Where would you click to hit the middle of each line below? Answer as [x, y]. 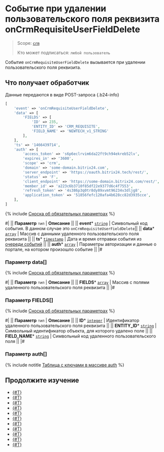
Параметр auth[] [26, 354]
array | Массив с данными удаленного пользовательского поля [72, 234]
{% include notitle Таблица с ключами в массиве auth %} [65, 365]
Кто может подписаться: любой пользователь [64, 53]
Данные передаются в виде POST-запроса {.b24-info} [62, 94]
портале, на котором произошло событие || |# [54, 249]
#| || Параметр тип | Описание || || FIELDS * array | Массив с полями [77, 282]
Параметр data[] [26, 262]
